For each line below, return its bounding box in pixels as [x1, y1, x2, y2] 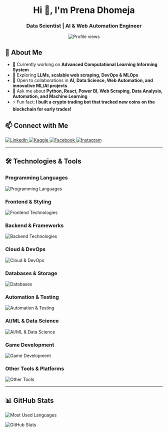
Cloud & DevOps [5, 246, 46, 253]
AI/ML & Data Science [5, 317, 59, 324]
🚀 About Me [5, 48, 42, 56]
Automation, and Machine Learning [12, 93, 87, 99]
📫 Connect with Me [5, 121, 68, 129]
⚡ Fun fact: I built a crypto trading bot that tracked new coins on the [12, 99, 155, 105]
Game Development [5, 341, 54, 348]
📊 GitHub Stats [5, 396, 54, 404]
